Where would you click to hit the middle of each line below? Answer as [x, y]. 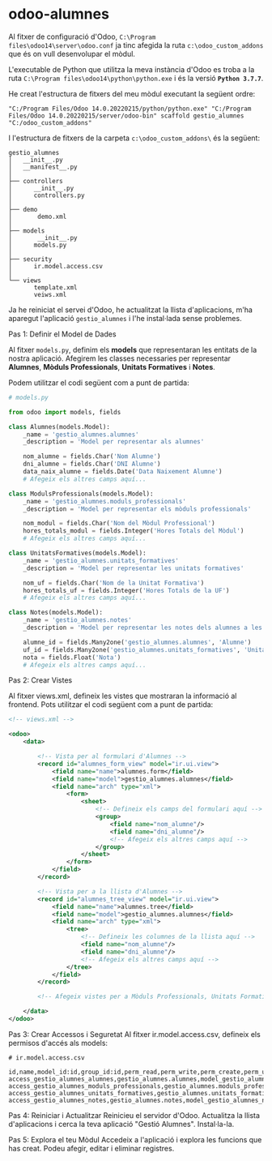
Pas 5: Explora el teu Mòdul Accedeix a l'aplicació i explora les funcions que [135, 1139]
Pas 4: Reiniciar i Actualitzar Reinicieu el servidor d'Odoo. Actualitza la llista [134, 1115]
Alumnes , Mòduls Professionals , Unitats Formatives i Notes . [112, 366]
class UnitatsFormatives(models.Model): [78, 553]
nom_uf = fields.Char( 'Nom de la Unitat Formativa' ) [114, 583]
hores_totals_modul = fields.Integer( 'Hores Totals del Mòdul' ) [134, 531]
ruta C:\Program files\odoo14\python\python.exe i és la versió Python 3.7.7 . [136, 78]
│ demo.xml [38, 216]
